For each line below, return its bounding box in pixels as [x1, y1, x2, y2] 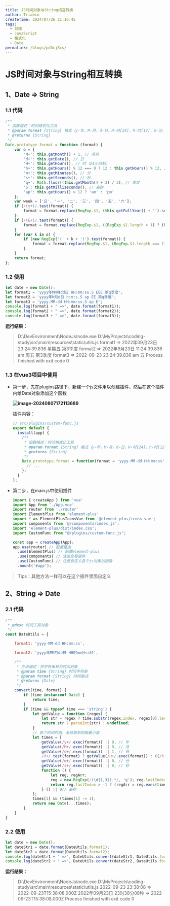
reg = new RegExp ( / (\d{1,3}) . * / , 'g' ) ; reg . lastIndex [50, 777, 166, 782]
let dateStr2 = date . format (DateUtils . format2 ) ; [5, 849, 110, 854]
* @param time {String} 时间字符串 [16, 668, 88, 674]
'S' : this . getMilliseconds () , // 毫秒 [23, 185, 104, 190]
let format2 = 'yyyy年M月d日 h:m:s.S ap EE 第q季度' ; [5, 294, 116, 299]
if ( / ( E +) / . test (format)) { [14, 218, 73, 223]
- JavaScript [10, 31, 37, 36]
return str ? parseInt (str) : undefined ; [41, 721, 130, 726]
